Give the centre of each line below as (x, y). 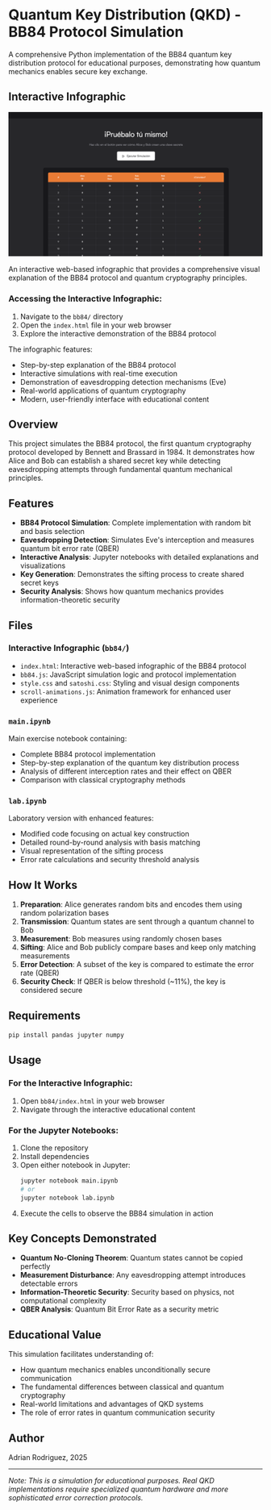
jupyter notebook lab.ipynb (67, 1198)
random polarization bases (65, 913)
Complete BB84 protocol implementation (88, 754)
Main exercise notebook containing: (68, 739)
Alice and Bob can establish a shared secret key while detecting (115, 461)
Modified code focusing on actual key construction (104, 834)
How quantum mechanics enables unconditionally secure (115, 1370)
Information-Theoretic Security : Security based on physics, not (127, 1292)
